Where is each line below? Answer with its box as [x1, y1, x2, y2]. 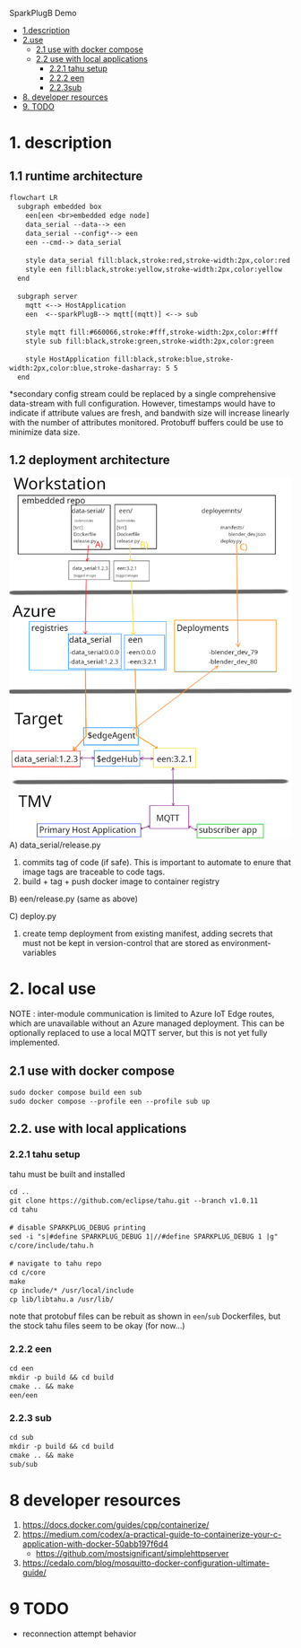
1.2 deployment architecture [9, 452, 170, 468]
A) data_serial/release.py [9, 839, 101, 851]
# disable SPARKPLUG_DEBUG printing [9, 1223, 146, 1232]
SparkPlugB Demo [9, 8, 77, 18]
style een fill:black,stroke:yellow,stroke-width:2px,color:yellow [25, 265, 282, 274]
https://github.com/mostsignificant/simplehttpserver [35, 1548, 229, 1559]
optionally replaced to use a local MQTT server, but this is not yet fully [9, 1028, 268, 1039]
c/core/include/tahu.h [9, 1240, 94, 1250]
